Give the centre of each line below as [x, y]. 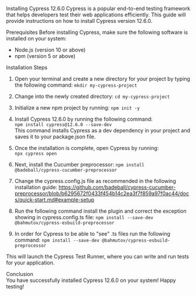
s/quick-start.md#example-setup [54, 200]
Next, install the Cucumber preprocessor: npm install [79, 164]
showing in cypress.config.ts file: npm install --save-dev [84, 217]
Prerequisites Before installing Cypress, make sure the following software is [97, 32]
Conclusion [20, 274]
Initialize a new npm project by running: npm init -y [77, 108]
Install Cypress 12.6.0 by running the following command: [84, 119]
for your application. [30, 263]
